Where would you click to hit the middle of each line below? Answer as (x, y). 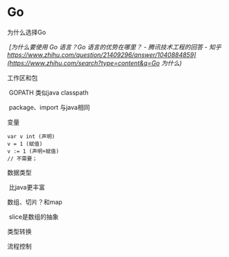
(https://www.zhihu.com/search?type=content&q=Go (84, 63)
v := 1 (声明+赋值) (33, 151)
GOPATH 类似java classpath (49, 92)
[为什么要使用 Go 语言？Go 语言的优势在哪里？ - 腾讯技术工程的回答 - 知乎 (115, 47)
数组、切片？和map (35, 201)
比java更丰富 (27, 187)
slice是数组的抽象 (34, 217)
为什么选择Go (27, 32)
